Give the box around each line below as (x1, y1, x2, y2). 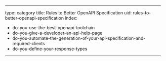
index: (65, 15, 78, 21)
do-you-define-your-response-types (12, 46, 87, 52)
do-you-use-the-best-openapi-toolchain (12, 25, 95, 30)
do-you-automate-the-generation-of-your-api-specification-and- (12, 35, 146, 41)
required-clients (12, 41, 45, 46)
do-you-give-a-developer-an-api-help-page (12, 30, 103, 36)
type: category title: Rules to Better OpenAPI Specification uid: (5, 10, 132, 15)
